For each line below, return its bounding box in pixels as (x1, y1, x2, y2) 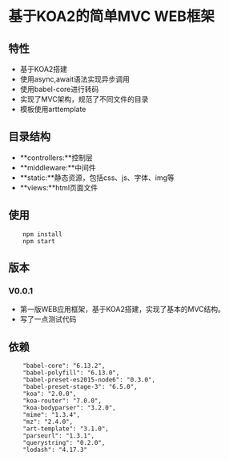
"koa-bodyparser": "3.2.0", (22, 404, 116, 412)
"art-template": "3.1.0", (22, 425, 110, 433)
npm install (22, 230, 62, 238)
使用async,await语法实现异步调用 (19, 74, 131, 84)
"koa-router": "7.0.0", (22, 397, 102, 405)
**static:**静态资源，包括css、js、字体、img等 (19, 173, 175, 182)
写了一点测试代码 (19, 314, 77, 324)
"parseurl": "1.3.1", (22, 432, 94, 440)
